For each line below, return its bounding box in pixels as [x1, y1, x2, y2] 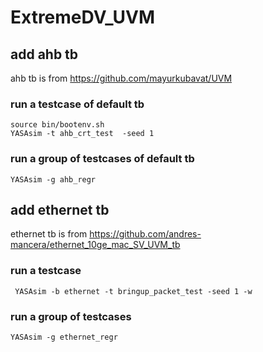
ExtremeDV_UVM [10, 6, 156, 29]
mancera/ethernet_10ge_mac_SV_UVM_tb [10, 239, 181, 251]
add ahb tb [10, 46, 79, 63]
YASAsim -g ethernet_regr [10, 332, 118, 342]
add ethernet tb [10, 201, 110, 218]
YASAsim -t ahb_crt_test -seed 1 [10, 129, 155, 139]
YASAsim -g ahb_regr [10, 174, 97, 185]
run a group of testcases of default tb [10, 152, 195, 166]
